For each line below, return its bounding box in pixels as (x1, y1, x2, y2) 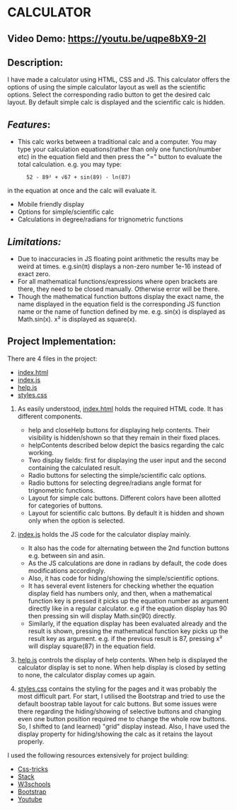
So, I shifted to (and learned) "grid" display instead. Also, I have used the (17, 722, 230, 730)
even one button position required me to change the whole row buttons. (17, 714, 227, 723)
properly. (17, 737, 45, 745)
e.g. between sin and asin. (28, 551, 105, 559)
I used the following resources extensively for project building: (7, 750, 189, 760)
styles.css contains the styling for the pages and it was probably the (17, 684, 217, 693)
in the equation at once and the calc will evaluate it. (7, 186, 157, 195)
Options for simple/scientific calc (17, 207, 115, 217)
